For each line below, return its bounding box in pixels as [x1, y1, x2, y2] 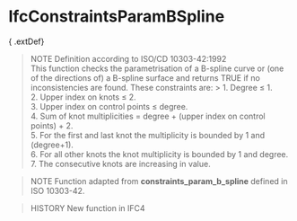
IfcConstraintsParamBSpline [8, 6, 225, 27]
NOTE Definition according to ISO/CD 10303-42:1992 [30, 53, 227, 64]
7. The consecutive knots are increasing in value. [30, 158, 212, 169]
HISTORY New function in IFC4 [30, 202, 145, 213]
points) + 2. [30, 119, 74, 131]
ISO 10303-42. [30, 185, 85, 196]
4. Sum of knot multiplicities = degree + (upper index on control [30, 110, 266, 121]
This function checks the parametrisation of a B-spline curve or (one [30, 63, 284, 74]
